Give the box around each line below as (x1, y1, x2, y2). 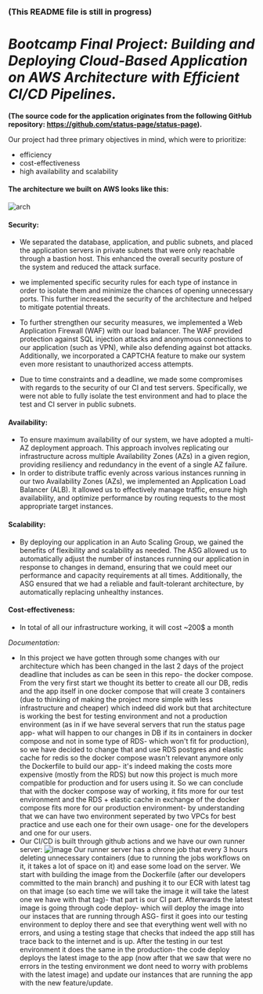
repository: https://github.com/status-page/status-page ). (8, 119, 203, 129)
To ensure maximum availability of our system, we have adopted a (19, 435, 233, 445)
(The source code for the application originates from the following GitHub (8, 111, 252, 120)
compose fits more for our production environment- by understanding (19, 803, 245, 812)
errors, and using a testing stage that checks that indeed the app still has (19, 928, 255, 938)
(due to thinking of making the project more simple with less (19, 694, 214, 704)
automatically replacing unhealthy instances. (19, 587, 164, 596)
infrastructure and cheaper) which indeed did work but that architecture (19, 703, 252, 712)
